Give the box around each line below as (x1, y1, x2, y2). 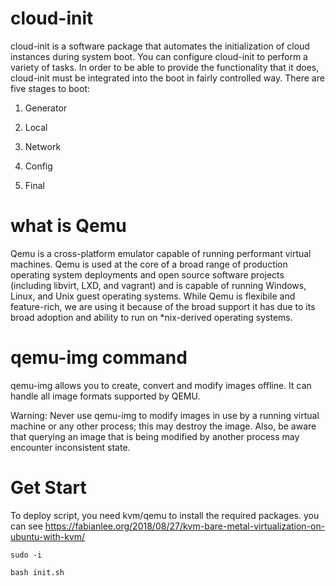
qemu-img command (10, 347, 188, 369)
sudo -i (10, 550, 43, 560)
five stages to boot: (10, 82, 90, 94)
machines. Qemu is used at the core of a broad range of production (10, 258, 288, 270)
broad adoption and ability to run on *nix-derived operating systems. (10, 311, 293, 323)
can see (10, 520, 43, 532)
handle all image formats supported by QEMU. (10, 390, 201, 402)
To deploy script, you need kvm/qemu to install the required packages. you (10, 509, 320, 521)
